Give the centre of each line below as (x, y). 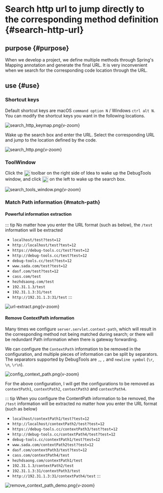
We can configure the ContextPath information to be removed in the (73, 349)
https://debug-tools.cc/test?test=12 (51, 251)
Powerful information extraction (38, 214)
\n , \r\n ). (14, 364)
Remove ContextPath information (40, 318)
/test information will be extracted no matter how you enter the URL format (81, 404)
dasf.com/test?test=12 (35, 271)
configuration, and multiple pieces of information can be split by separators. (81, 354)
